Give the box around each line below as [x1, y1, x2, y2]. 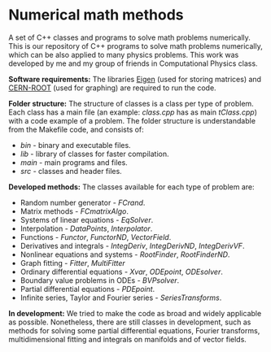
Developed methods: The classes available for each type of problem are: [8, 181, 255, 192]
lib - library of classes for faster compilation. [20, 149, 169, 159]
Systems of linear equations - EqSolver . [20, 215, 154, 224]
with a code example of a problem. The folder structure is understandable [8, 115, 256, 125]
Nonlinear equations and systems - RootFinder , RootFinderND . [20, 250, 230, 259]
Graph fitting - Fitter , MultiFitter [20, 258, 126, 267]
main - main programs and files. [20, 157, 128, 167]
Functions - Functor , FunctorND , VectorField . [20, 232, 172, 241]
